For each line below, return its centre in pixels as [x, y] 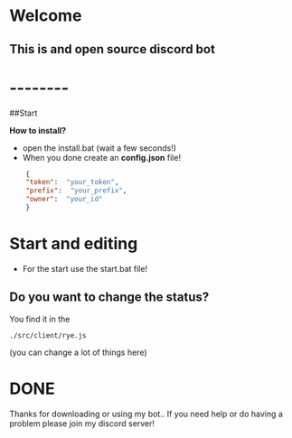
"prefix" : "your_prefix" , [76, 191]
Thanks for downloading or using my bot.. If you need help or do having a [146, 414]
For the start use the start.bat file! [85, 268]
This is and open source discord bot [112, 49]
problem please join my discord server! [82, 423]
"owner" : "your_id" [64, 200]
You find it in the [40, 319]
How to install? [38, 130]
